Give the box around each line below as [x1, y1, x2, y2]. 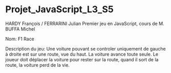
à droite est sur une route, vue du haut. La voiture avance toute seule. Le [5, 51, 159, 57]
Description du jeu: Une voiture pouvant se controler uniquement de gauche [5, 45, 166, 52]
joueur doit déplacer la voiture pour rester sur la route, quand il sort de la [5, 56, 159, 62]
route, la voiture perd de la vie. [5, 62, 70, 68]
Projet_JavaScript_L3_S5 [5, 4, 114, 15]
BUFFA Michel [5, 26, 35, 32]
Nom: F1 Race [5, 36, 35, 42]
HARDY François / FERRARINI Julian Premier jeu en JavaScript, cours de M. [5, 20, 165, 27]
